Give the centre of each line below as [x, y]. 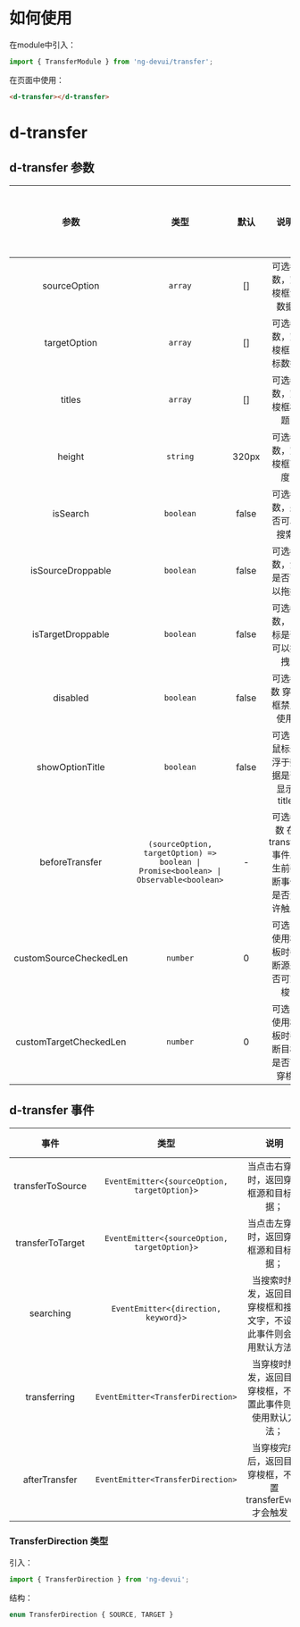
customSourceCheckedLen [71, 958]
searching [50, 1313]
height [71, 457]
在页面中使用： [37, 80]
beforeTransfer [71, 861]
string [180, 456]
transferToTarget [50, 1243]
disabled [71, 698]
